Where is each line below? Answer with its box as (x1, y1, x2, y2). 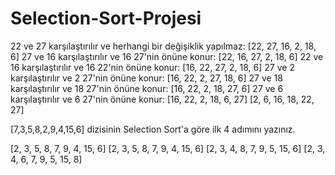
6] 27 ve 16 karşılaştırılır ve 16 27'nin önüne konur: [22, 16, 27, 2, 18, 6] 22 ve (10, 50, 324, 62)
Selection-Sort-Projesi (10, 7, 202, 30)
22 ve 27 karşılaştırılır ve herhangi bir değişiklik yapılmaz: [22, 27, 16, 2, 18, (10, 40, 317, 52)
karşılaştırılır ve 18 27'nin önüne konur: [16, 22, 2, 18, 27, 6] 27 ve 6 (10, 82, 284, 94)
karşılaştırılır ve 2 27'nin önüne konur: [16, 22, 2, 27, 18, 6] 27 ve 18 (10, 72, 283, 84)
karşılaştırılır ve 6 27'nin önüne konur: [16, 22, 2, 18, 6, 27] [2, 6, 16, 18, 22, (10, 93, 315, 105)
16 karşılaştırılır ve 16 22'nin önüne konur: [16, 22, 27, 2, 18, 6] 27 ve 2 (10, 61, 295, 73)
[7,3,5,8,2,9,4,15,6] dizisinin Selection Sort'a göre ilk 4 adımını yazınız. (10, 123, 296, 135)
